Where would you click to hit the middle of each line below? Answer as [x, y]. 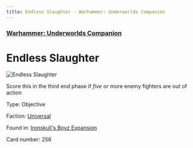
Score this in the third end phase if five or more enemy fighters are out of [97, 86]
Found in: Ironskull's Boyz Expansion [52, 128]
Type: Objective [26, 105]
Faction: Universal [29, 116]
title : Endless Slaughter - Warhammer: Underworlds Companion [86, 12]
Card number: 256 [29, 140]
